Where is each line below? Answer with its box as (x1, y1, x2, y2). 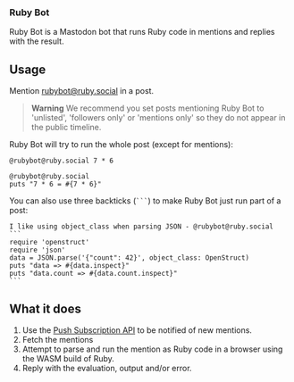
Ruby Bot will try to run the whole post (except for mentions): (9, 139, 234, 150)
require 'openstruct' (9, 238, 90, 247)
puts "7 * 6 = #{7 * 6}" (9, 180, 102, 189)
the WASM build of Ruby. (21, 353, 114, 363)
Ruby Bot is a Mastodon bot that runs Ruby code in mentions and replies (9, 27, 275, 37)
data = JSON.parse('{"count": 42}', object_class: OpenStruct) (9, 253, 250, 262)
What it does (9, 301, 82, 316)
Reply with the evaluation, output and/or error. (21, 362, 192, 373)
